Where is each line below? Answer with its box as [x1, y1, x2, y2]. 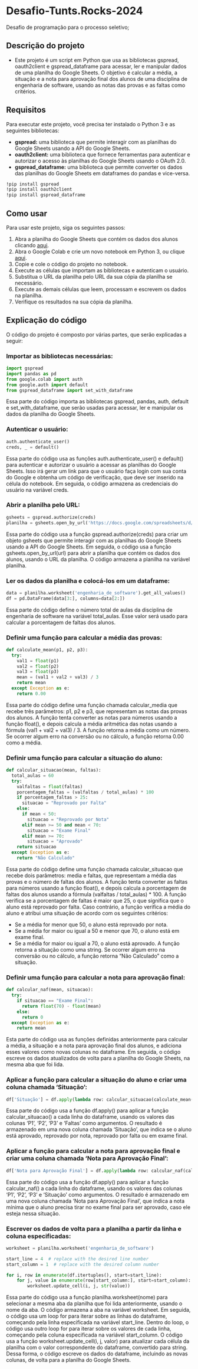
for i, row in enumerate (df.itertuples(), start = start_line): [6, 1272, 162, 1278]
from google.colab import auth [6, 376, 83, 382]
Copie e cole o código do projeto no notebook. [14, 261, 128, 267]
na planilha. [14, 292, 43, 299]
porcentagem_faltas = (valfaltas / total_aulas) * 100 [16, 789, 154, 795]
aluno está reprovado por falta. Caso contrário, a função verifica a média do [6, 903, 190, 910]
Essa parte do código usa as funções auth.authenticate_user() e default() [6, 455, 184, 462]
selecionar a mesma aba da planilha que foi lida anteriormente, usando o [6, 1300, 183, 1307]
